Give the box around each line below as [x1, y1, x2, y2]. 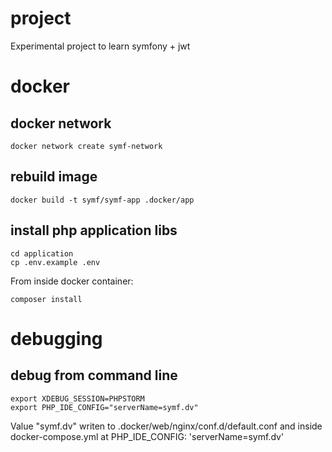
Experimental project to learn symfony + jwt [10, 40, 191, 52]
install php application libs [10, 222, 178, 239]
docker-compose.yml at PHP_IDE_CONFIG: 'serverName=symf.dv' [10, 430, 285, 442]
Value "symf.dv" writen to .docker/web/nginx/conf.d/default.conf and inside [10, 420, 323, 432]
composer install [10, 294, 83, 304]
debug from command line [10, 367, 178, 384]
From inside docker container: [10, 275, 134, 287]
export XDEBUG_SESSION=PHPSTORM [10, 393, 145, 404]
